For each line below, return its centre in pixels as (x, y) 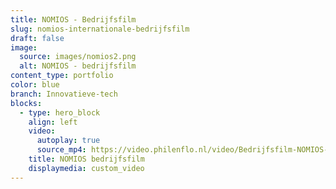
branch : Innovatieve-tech (64, 94)
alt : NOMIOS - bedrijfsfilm (78, 66)
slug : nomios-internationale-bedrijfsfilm (100, 29)
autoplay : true (68, 141)
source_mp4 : (61, 150)
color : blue (35, 85)
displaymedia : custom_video (86, 168)
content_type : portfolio (62, 76)
